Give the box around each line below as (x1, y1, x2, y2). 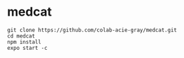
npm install (7, 38, 41, 45)
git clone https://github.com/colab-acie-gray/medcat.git (7, 27, 177, 33)
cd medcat (7, 32, 36, 40)
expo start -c (7, 44, 48, 51)
